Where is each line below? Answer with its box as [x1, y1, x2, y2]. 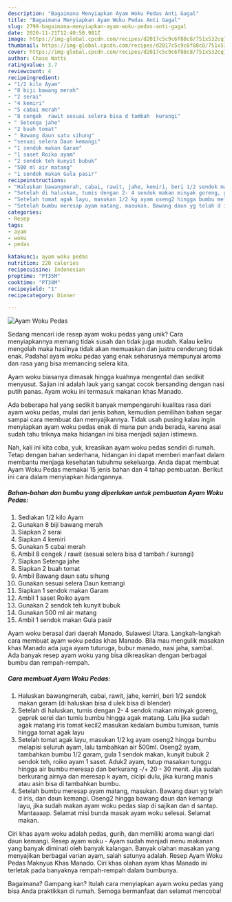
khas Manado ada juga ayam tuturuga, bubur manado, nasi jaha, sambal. [8, 644, 214, 652]
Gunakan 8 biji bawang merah [17, 521, 103, 529]
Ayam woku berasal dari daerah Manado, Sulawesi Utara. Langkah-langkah [8, 629, 221, 638]
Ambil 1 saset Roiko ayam [17, 594, 90, 602]
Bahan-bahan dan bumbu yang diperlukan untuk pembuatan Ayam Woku [8, 488, 224, 497]
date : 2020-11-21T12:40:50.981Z [8, 29, 101, 37]
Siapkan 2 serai [17, 528, 62, 537]
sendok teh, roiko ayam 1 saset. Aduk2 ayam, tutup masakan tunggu [17, 758, 212, 766]
